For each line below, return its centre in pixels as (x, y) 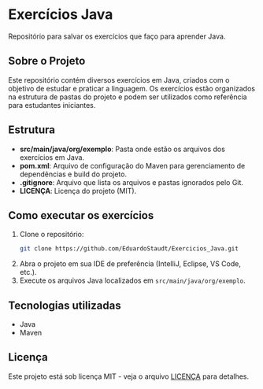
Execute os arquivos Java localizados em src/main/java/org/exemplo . (132, 280)
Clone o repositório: (52, 235)
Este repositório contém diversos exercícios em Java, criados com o (119, 80)
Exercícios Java (61, 15)
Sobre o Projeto (47, 61)
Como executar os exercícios (81, 215)
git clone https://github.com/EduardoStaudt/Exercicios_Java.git (129, 249)
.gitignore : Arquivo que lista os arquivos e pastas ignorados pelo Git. (131, 182)
